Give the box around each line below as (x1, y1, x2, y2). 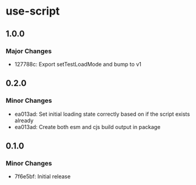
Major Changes (5, 47, 52, 55)
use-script (5, 4, 60, 18)
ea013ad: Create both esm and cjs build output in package (14, 123, 161, 130)
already (14, 117, 34, 124)
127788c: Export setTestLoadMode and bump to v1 (14, 60, 142, 68)
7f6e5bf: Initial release (14, 173, 71, 180)
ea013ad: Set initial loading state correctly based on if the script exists (14, 110, 191, 117)
